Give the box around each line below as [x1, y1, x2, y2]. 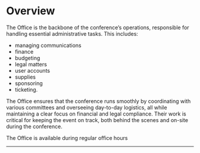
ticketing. [14, 86, 38, 93]
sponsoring [14, 79, 43, 87]
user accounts [14, 67, 51, 74]
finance [14, 48, 34, 55]
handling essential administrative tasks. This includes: [6, 30, 139, 37]
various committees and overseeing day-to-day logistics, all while [6, 104, 168, 111]
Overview [6, 4, 55, 18]
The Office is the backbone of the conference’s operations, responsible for [6, 24, 189, 31]
